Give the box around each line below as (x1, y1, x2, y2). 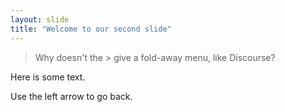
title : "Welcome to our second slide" (10, 24, 172, 34)
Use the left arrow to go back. (10, 90, 133, 102)
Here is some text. (10, 71, 86, 83)
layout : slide (10, 14, 70, 25)
